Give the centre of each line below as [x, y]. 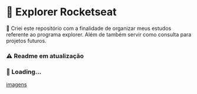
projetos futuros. [26, 41]
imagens [17, 85]
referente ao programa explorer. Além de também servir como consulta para [99, 34]
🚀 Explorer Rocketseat [61, 12]
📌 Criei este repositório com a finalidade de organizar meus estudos [89, 28]
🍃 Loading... [24, 72]
